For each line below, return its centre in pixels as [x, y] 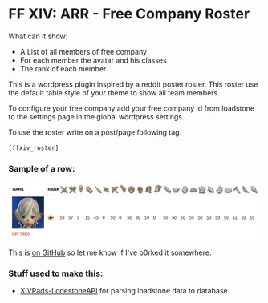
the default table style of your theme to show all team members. [114, 92]
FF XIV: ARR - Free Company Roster [129, 14]
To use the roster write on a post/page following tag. [95, 132]
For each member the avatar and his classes [93, 60]
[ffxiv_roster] [34, 148]
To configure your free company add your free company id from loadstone [132, 108]
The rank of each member [63, 68]
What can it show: [38, 36]
